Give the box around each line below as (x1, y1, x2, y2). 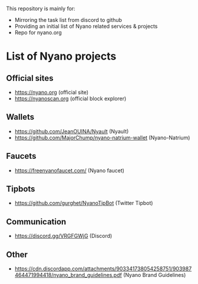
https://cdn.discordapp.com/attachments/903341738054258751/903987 (14, 265, 192, 272)
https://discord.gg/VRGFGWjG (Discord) (14, 233, 113, 240)
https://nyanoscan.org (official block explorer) (14, 95, 127, 102)
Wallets (6, 112, 34, 122)
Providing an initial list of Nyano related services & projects (14, 23, 158, 30)
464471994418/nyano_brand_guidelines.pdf (14, 272, 122, 279)
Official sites (6, 73, 54, 83)
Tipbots (6, 184, 35, 194)
